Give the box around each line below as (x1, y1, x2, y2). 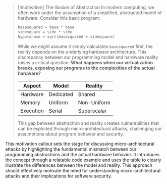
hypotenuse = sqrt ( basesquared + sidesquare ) (17, 34, 115, 39)
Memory (20, 99, 40, 106)
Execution (20, 107, 44, 114)
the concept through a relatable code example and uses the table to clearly (5, 157, 161, 163)
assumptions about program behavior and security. (17, 131, 125, 137)
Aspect (23, 82, 41, 89)
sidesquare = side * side (17, 29, 72, 34)
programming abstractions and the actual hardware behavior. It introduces (5, 151, 160, 157)
